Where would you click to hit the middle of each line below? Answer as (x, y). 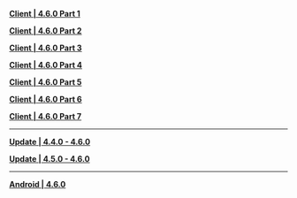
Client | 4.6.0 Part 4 (46, 65)
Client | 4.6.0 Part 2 (46, 30)
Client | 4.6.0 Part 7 (46, 116)
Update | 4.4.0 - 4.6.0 (50, 142)
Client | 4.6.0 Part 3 (46, 48)
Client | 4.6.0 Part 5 (46, 82)
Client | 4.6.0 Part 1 (45, 14)
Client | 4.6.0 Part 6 (46, 99)
